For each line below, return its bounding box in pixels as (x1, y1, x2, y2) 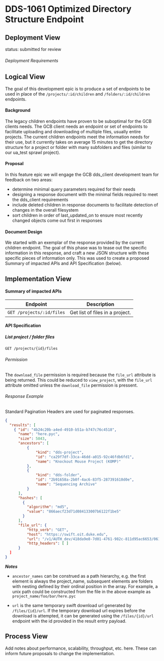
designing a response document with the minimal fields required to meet (12, 192, 158, 197)
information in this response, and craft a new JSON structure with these (5, 250, 149, 256)
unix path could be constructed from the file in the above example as (12, 588, 151, 594)
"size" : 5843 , (18, 436, 47, 441)
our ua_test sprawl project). (5, 149, 61, 155)
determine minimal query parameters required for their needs (12, 186, 136, 192)
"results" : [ (9, 422, 36, 427)
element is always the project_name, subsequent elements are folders (12, 578, 153, 584)
